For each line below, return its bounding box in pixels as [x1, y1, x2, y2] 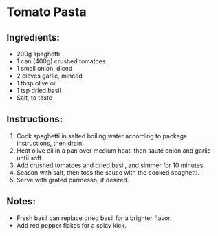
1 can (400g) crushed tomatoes [16, 57, 106, 65]
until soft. [16, 153, 43, 162]
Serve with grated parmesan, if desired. [16, 175, 129, 184]
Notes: [6, 195, 36, 207]
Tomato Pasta [6, 4, 87, 20]
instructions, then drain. [16, 139, 84, 147]
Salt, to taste [16, 94, 53, 102]
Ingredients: [6, 32, 60, 43]
